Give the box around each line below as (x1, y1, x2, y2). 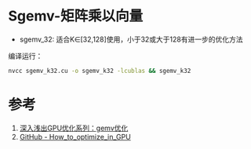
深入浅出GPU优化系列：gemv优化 (19, 123, 129, 133)
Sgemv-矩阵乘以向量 (8, 7, 144, 25)
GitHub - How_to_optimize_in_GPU (19, 132, 131, 141)
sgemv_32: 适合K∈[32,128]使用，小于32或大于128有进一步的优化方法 (19, 35, 243, 44)
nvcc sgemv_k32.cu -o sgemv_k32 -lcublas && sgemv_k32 (8, 67, 191, 74)
